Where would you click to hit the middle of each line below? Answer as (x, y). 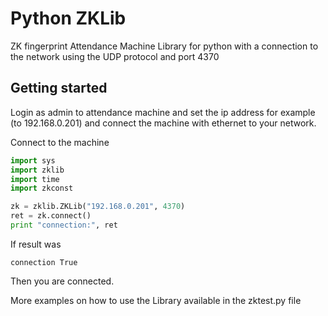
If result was (36, 244)
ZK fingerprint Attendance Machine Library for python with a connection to (164, 46)
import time (35, 179)
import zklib (37, 170)
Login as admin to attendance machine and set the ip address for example (163, 112)
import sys (33, 160)
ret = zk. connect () (51, 216)
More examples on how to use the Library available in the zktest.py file (156, 300)
